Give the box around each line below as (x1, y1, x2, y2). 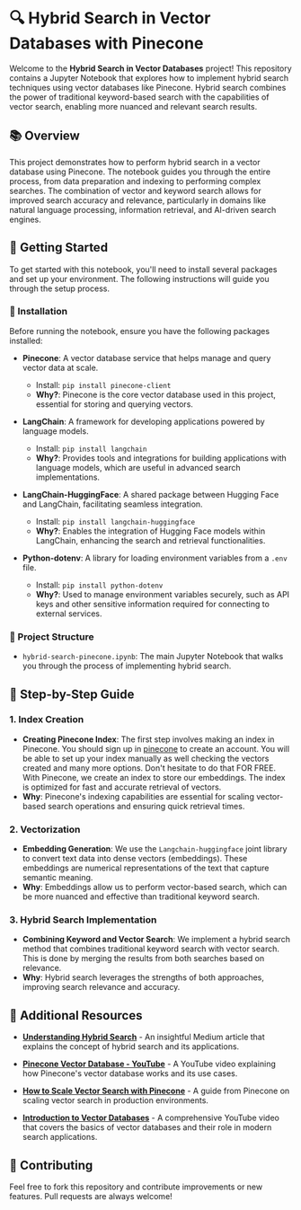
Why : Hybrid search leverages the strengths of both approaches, (22, 972, 265, 983)
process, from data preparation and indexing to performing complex (9, 175, 261, 186)
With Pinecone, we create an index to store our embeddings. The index (22, 772, 286, 782)
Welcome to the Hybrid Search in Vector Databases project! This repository (9, 63, 292, 74)
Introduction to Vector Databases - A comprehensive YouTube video (22, 1112, 280, 1124)
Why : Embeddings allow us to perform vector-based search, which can (22, 882, 288, 893)
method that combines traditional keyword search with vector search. (22, 943, 280, 954)
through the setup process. (9, 283, 111, 294)
